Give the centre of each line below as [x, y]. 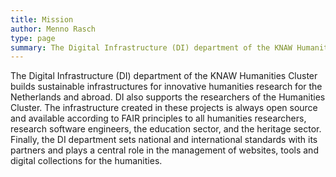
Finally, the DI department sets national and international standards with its [164, 140]
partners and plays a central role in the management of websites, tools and [164, 150]
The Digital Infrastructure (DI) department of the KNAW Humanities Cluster [164, 76]
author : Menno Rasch [53, 29]
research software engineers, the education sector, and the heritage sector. [166, 129]
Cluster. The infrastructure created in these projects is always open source [164, 108]
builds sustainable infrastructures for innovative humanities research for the [166, 87]
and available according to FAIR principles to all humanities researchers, [158, 118]
